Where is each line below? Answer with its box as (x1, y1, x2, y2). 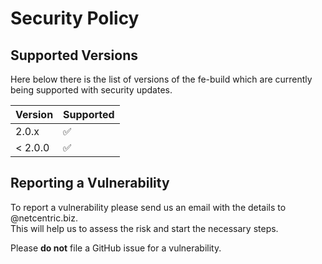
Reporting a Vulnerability (10, 175, 170, 192)
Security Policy (10, 7, 140, 30)
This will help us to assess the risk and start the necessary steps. (10, 222, 279, 234)
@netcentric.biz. (10, 212, 78, 224)
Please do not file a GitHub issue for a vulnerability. (10, 242, 222, 254)
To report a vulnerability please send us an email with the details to (10, 201, 287, 213)
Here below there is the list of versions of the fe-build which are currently (10, 73, 313, 85)
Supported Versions (10, 47, 138, 64)
